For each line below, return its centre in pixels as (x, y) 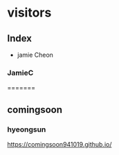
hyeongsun (27, 129)
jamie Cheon (35, 55)
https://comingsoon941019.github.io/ (59, 144)
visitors (29, 13)
